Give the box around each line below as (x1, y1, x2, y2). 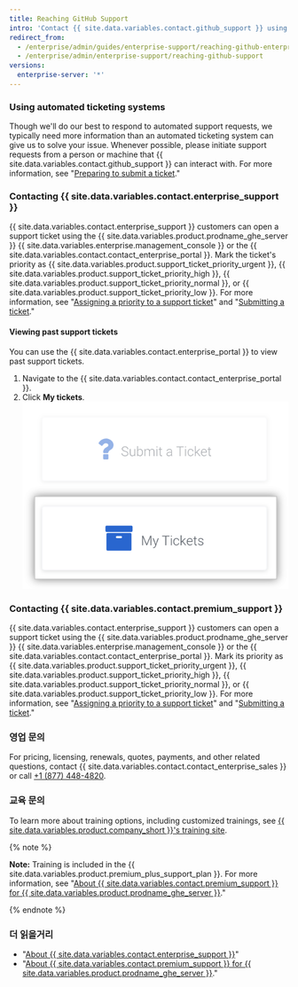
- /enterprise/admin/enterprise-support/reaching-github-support (17, 51, 264, 61)
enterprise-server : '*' (17, 71, 105, 80)
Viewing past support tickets (9, 326, 118, 337)
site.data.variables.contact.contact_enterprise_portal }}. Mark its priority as (9, 651, 284, 662)
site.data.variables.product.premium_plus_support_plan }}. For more (9, 868, 258, 879)
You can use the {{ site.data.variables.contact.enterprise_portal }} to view (9, 346, 278, 356)
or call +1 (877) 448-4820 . (9, 771, 106, 781)
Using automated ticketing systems (9, 100, 166, 113)
